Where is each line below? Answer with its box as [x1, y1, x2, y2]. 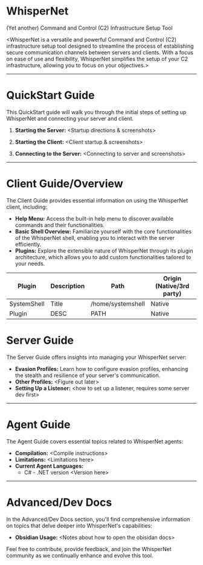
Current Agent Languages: [14, 462, 84, 470]
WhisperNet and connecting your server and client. [6, 115, 134, 122]
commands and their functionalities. [14, 221, 105, 228]
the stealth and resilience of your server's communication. [14, 372, 161, 379]
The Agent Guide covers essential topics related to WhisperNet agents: [6, 437, 183, 445]
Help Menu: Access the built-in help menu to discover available [14, 215, 174, 222]
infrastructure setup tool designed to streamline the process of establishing [6, 42, 195, 50]
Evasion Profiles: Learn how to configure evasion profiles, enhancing [14, 365, 188, 372]
